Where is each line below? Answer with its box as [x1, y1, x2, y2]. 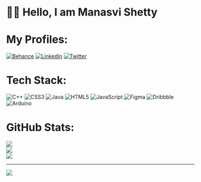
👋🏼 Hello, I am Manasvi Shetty [6, 5, 158, 19]
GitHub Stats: [6, 121, 75, 134]
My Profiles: [6, 33, 68, 47]
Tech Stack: [6, 74, 67, 87]
